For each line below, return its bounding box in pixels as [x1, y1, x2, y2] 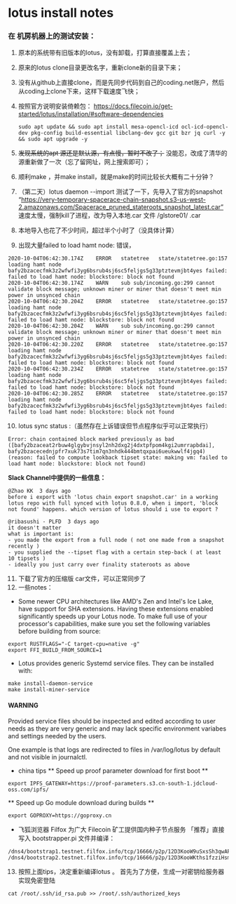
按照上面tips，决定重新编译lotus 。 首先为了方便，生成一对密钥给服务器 [18, 867, 225, 875]
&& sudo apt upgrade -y [18, 135, 88, 143]
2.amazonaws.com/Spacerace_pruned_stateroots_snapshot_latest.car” [18, 203, 224, 211]
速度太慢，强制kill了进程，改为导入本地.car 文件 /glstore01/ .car [18, 211, 202, 220]
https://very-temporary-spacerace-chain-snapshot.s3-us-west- [20, 195, 206, 204]
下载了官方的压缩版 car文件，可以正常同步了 [18, 574, 146, 583]
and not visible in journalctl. [8, 752, 88, 761]
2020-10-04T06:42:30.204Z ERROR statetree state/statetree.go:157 [8, 298, 228, 305]
